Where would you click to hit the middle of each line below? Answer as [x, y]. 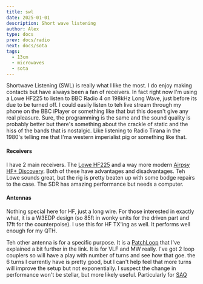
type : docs [20, 35]
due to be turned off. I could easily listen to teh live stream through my [94, 105]
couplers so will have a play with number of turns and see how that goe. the [101, 255]
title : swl [20, 12]
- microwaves [28, 63]
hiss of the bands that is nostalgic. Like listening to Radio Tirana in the [93, 130]
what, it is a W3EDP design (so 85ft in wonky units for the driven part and [98, 218]
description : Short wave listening [51, 23]
